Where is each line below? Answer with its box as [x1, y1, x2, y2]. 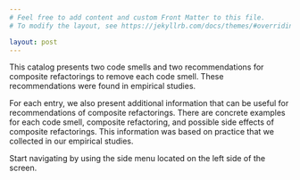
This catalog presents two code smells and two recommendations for [9, 61, 264, 72]
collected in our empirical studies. [9, 135, 134, 147]
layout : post [9, 37, 58, 46]
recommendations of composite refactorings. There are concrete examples [9, 108, 286, 119]
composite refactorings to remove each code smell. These [9, 71, 224, 82]
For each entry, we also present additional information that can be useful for [9, 98, 289, 109]
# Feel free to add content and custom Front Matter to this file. [9, 12, 266, 22]
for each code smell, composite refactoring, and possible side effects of [9, 117, 275, 127]
